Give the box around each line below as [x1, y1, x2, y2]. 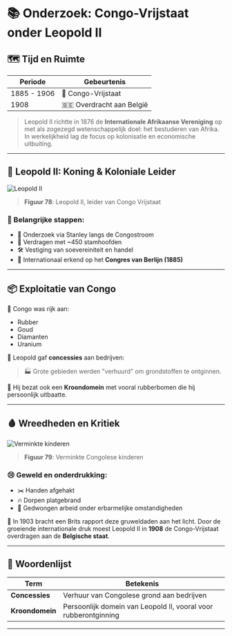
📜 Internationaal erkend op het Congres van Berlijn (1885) [17, 256, 183, 264]
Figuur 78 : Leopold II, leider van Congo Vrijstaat [23, 197, 161, 206]
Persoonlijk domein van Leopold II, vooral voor [63, 602, 213, 611]
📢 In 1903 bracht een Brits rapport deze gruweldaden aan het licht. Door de [7, 517, 221, 526]
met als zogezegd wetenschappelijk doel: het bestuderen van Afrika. [23, 125, 220, 133]
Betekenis [125, 579, 159, 588]
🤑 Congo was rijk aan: [7, 304, 70, 312]
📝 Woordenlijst [7, 558, 72, 570]
